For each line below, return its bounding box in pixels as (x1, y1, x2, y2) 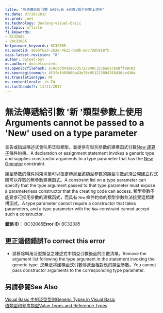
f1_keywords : (5, 30, 32, 35)
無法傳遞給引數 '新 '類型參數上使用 (5, 107, 143, 117)
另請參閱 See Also (5, 283, 58, 291)
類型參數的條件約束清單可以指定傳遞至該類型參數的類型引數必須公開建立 (5, 171, 149, 177)
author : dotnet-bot (5, 57, 45, 62)
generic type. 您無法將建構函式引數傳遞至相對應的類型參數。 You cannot (12, 262, 156, 268)
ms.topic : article (5, 25, 42, 30)
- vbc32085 (5, 39, 27, 44)
